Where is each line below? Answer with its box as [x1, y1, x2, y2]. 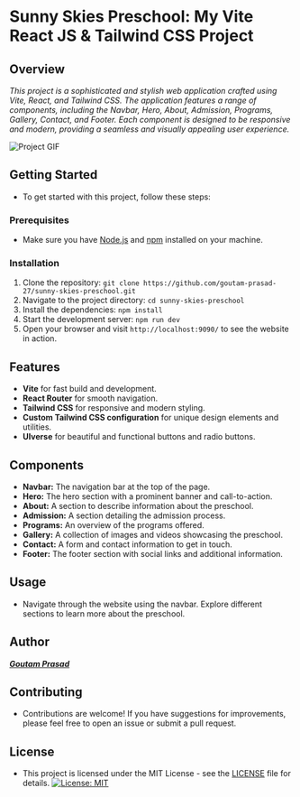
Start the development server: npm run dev [22, 314, 180, 325]
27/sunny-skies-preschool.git [22, 287, 137, 296]
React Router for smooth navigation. [22, 393, 159, 403]
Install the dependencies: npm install [22, 304, 163, 315]
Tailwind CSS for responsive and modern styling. [22, 403, 205, 413]
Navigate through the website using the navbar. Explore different [22, 598, 263, 609]
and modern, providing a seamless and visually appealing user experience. [9, 124, 290, 134]
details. [22, 778, 50, 789]
